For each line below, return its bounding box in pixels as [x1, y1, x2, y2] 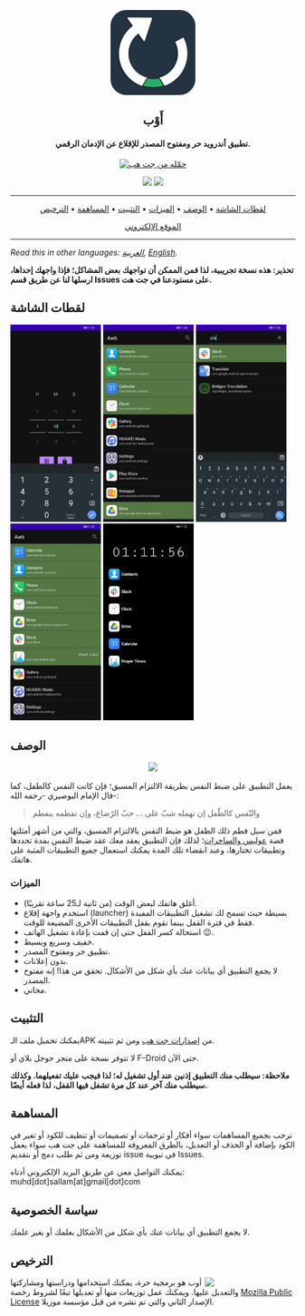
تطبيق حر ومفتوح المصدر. [23, 945, 110, 957]
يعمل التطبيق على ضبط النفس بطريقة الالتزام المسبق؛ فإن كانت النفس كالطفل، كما [10, 781, 293, 792]
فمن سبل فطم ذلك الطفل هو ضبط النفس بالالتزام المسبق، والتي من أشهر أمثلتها [10, 825, 282, 836]
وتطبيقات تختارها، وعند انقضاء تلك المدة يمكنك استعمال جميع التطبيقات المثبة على [10, 844, 286, 855]
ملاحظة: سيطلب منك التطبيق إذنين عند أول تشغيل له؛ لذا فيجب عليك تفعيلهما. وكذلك [10, 1069, 291, 1080]
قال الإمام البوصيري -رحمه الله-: [10, 790, 119, 801]
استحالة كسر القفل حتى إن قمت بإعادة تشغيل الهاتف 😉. [23, 926, 214, 937]
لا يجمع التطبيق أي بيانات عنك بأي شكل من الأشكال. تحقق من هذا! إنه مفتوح [23, 965, 279, 976]
